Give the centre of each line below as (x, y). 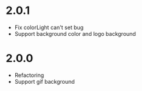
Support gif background (44, 81)
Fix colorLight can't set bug (49, 27)
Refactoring (29, 75)
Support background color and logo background (75, 33)
